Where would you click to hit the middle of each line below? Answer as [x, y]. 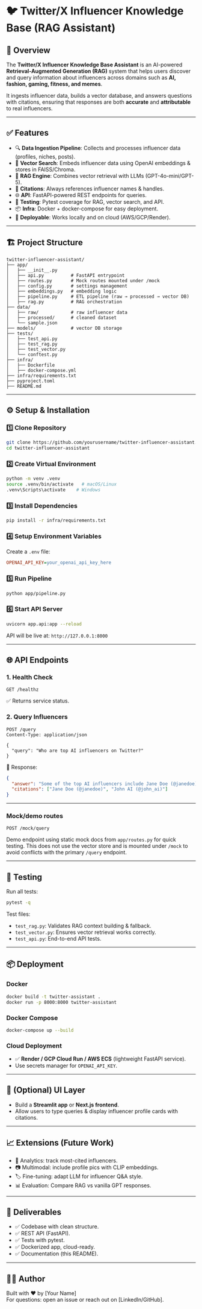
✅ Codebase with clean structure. [57, 1226]
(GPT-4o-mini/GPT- [170, 175]
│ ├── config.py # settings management [67, 286]
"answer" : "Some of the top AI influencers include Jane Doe [90, 784]
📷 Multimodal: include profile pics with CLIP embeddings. [87, 1167]
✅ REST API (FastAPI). [42, 1234]
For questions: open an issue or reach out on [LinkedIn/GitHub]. [85, 1300]
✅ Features [28, 133]
